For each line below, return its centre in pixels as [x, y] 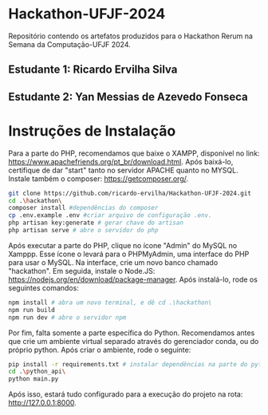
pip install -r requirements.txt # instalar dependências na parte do [128, 364]
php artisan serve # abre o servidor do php [83, 231]
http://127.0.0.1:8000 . [43, 403]
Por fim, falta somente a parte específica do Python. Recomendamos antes [132, 333]
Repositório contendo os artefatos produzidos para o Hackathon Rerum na [131, 36]
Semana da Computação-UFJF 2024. [70, 44]
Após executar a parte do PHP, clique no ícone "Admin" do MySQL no [123, 245]
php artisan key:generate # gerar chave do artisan [96, 223]
